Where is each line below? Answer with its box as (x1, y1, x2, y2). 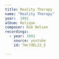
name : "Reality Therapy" (5, 12, 55, 16)
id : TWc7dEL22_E (13, 43, 47, 47)
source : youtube (13, 38, 47, 43)
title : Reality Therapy (5, 7, 53, 12)
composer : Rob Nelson (5, 25, 48, 30)
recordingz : (5, 29, 29, 34)
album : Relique (5, 20, 35, 25)
